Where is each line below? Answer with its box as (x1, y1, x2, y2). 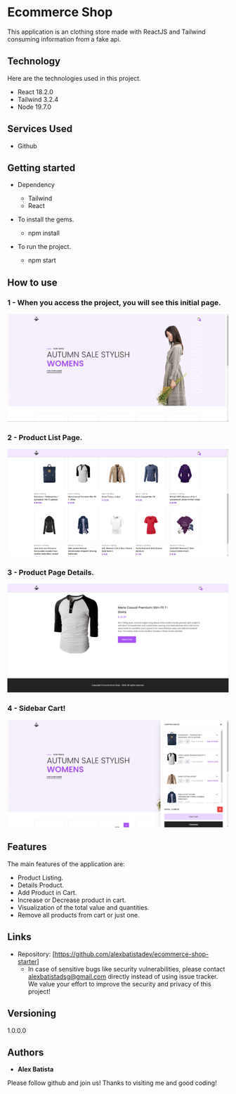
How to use (7, 276, 58, 288)
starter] (17, 957, 40, 965)
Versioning (7, 1008, 56, 1019)
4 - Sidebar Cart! (7, 704, 66, 714)
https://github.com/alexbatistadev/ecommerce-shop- (54, 950, 209, 958)
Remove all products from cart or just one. (17, 910, 140, 919)
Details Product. (17, 880, 65, 889)
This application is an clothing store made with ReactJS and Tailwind (7, 27, 206, 36)
